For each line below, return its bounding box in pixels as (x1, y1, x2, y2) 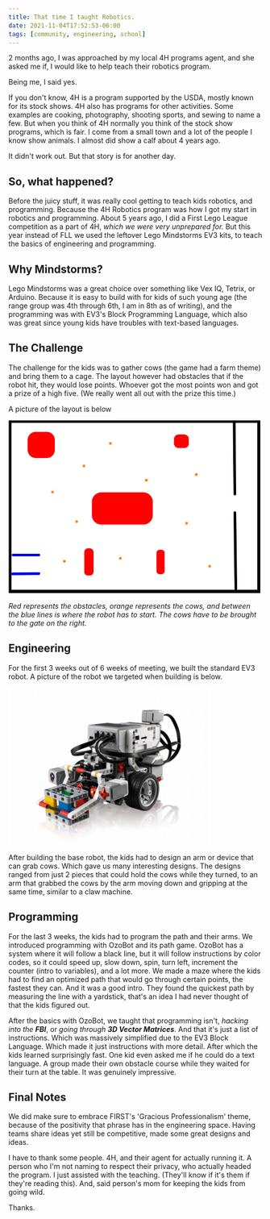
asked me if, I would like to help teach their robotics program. (8, 61, 212, 72)
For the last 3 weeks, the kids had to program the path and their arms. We (8, 931, 253, 941)
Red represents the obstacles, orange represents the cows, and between (8, 601, 251, 610)
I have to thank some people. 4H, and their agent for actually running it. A (8, 1153, 252, 1163)
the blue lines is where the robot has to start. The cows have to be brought (8, 609, 257, 619)
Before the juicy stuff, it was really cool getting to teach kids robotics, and (8, 196, 253, 206)
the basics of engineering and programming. (8, 239, 156, 249)
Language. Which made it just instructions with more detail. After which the (8, 1041, 258, 1051)
